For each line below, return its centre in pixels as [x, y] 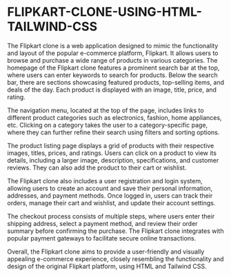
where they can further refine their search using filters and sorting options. [113, 132]
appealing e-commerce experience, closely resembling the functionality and [115, 258]
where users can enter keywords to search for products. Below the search [113, 75]
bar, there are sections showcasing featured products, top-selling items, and [116, 82]
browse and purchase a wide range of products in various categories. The [112, 60]
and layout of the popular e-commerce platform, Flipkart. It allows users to [113, 53]
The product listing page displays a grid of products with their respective [111, 145]
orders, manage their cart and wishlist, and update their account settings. [111, 203]
